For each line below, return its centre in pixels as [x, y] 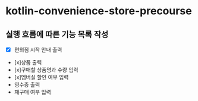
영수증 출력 [27, 85]
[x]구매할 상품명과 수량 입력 [46, 70]
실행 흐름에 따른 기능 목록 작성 [57, 34]
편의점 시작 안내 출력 [38, 50]
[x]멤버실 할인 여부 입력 [41, 77]
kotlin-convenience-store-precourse [99, 11]
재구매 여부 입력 [32, 92]
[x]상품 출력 [28, 62]
